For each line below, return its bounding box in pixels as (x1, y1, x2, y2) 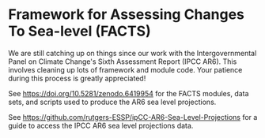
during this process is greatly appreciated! (8, 73, 146, 83)
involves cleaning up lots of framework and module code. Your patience (8, 65, 243, 74)
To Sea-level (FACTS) (8, 22, 152, 40)
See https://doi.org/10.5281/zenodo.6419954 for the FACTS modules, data (8, 88, 249, 98)
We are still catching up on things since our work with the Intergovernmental (8, 48, 257, 58)
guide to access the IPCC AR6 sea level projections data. (8, 121, 194, 130)
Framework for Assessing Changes (8, 6, 245, 24)
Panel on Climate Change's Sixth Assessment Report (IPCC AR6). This (8, 57, 237, 66)
